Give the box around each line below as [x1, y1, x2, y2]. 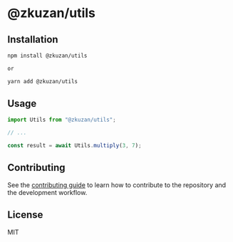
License [7, 209, 43, 221]
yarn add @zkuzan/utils [7, 78, 78, 85]
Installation [7, 33, 58, 46]
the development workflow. [7, 188, 88, 196]
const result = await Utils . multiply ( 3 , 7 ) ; [7, 142, 142, 149]
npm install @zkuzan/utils [7, 52, 88, 59]
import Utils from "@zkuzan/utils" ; [7, 116, 116, 124]
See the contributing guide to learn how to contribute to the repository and [7, 180, 227, 189]
